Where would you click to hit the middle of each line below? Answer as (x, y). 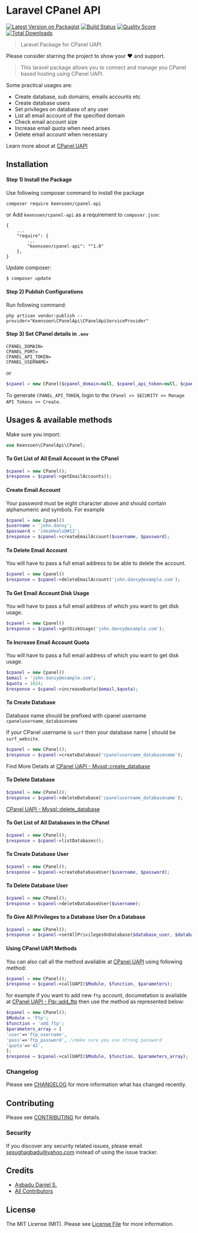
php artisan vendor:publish (41, 316)
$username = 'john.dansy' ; (39, 526)
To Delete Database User (37, 886)
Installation (27, 164)
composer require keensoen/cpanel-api (54, 204)
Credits (20, 1171)
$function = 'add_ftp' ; (35, 1024)
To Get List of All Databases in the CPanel (58, 823)
